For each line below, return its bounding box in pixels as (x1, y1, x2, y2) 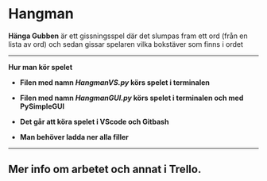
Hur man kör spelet (8, 62, 73, 71)
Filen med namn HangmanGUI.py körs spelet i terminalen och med (19, 93, 244, 102)
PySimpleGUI (19, 101, 65, 111)
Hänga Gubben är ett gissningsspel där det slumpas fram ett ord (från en (8, 31, 248, 40)
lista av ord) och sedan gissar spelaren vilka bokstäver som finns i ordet (8, 39, 244, 48)
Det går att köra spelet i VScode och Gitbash (19, 117, 169, 126)
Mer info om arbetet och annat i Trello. (8, 163, 202, 176)
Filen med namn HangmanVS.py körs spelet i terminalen (19, 77, 211, 87)
